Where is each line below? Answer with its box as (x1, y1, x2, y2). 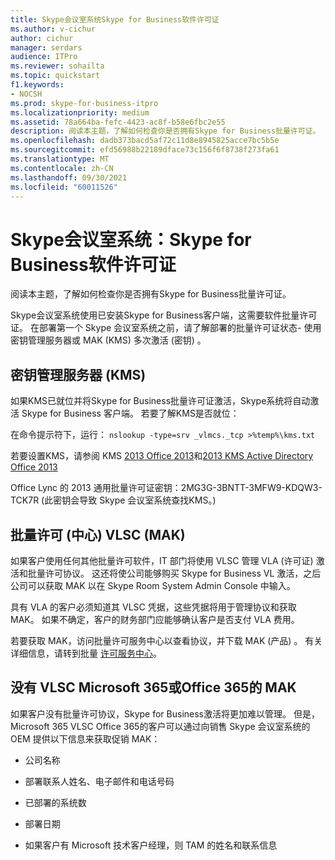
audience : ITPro (10, 52, 78, 62)
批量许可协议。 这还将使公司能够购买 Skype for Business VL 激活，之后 (27, 567, 322, 579)
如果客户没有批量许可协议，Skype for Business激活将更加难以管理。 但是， (10, 707, 320, 720)
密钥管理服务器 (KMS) (10, 366, 147, 383)
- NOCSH (10, 89, 43, 99)
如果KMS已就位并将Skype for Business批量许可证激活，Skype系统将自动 (10, 395, 311, 407)
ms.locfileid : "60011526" (10, 182, 118, 192)
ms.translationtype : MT (10, 154, 110, 164)
